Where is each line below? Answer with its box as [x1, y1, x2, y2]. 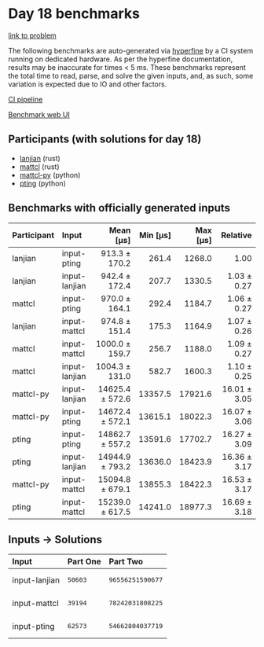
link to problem [8, 31, 57, 40]
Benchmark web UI [8, 109, 71, 119]
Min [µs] [138, 230, 171, 241]
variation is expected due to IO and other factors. [8, 79, 167, 89]
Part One [67, 556, 101, 567]
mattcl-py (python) [19, 170, 81, 179]
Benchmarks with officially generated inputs [8, 201, 230, 215]
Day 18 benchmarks [8, 5, 140, 23]
